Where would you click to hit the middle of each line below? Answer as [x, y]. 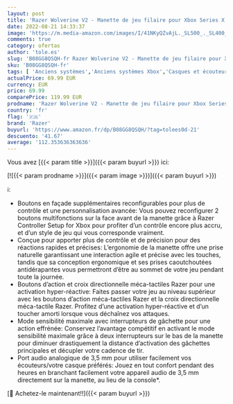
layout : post [26, 14]
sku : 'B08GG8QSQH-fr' [38, 65]
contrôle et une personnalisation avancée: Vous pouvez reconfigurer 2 [118, 211]
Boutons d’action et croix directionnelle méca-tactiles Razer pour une [116, 284]
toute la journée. [41, 277]
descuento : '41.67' [35, 136]
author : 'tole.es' [34, 53]
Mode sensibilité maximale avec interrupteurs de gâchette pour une [114, 321]
